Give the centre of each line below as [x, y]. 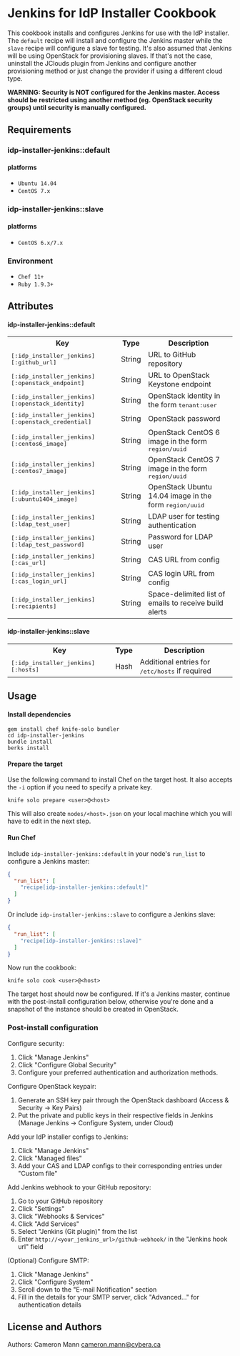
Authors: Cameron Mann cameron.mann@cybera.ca [84, 1344]
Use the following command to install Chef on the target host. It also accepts [120, 779]
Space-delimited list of [187, 594]
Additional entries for [175, 662]
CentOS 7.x [34, 191]
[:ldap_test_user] [41, 524]
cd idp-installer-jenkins [46, 736]
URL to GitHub [172, 355]
